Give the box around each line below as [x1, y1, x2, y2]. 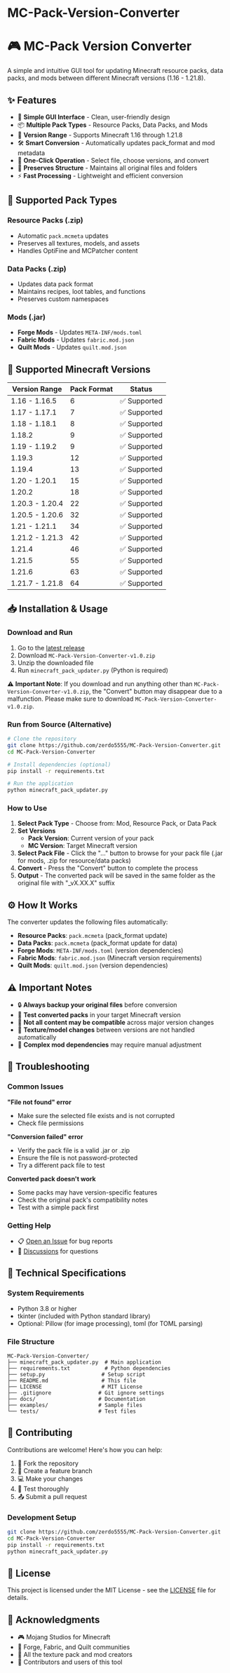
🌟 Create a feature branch [17, 1466, 93, 1474]
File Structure [7, 1336, 55, 1346]
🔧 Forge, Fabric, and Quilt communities [17, 1643, 130, 1651]
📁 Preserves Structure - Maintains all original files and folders [17, 163, 198, 172]
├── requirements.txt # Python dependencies [7, 1365, 171, 1372]
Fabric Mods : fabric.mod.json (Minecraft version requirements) [17, 954, 203, 962]
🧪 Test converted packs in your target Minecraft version [17, 1011, 181, 1019]
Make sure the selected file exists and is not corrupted [17, 1111, 175, 1120]
